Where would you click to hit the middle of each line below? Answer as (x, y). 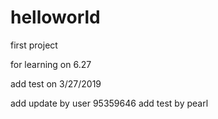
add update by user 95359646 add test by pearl (109, 103)
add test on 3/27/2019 (56, 83)
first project (34, 45)
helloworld (55, 17)
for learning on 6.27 (51, 64)
